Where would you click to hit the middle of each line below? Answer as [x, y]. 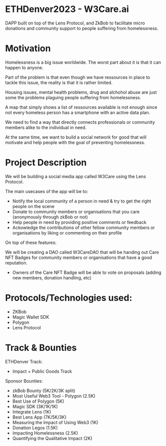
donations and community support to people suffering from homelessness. [82, 28]
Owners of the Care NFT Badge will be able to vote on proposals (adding [87, 272]
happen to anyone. [24, 67]
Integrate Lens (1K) [32, 412]
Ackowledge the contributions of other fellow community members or [83, 227]
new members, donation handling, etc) [52, 277]
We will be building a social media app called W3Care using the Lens [76, 176]
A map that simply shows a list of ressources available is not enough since [81, 107]
